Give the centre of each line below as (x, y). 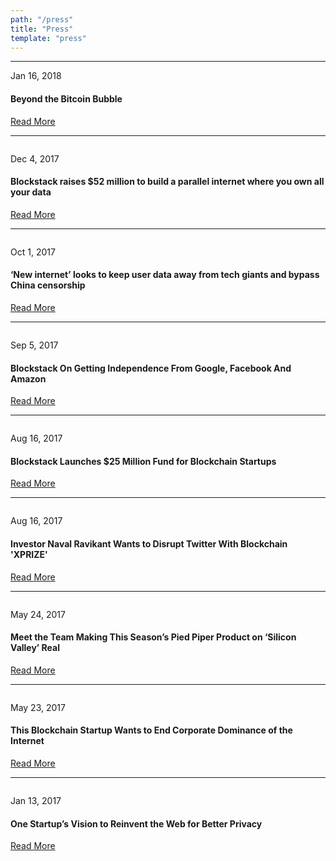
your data (31, 192)
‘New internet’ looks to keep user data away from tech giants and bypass (165, 275)
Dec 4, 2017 (35, 158)
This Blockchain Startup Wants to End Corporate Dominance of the (151, 730)
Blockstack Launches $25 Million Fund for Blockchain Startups (143, 461)
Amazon (28, 378)
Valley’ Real (35, 648)
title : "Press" (42, 29)
